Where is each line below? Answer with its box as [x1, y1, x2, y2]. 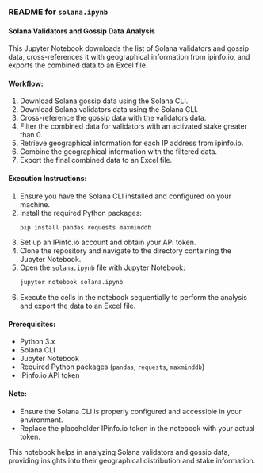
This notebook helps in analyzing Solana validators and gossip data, [8, 447, 231, 456]
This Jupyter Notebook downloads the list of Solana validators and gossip [8, 44, 250, 53]
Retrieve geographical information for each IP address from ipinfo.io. [19, 138, 244, 148]
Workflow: [8, 79, 44, 88]
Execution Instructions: [8, 173, 87, 183]
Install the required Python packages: [19, 208, 143, 217]
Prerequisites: [8, 319, 56, 329]
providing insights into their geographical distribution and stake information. [8, 456, 256, 465]
